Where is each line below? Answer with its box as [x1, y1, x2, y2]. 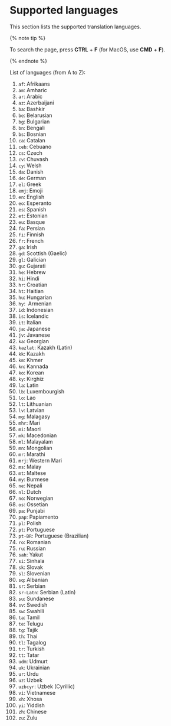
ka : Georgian [18, 337, 50, 344]
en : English [18, 193, 45, 200]
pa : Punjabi [18, 507, 45, 514]
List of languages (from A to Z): [9, 69, 86, 76]
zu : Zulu [18, 714, 38, 721]
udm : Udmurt [18, 657, 48, 665]
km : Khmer [18, 356, 43, 363]
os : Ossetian [18, 500, 48, 508]
